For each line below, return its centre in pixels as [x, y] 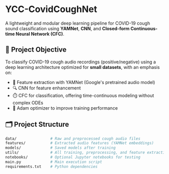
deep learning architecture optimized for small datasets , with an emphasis [82, 67]
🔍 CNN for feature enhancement [47, 88]
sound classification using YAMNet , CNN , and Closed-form [67, 28]
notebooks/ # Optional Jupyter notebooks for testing [73, 157]
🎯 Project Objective [36, 50]
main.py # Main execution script [54, 162]
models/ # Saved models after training [60, 148]
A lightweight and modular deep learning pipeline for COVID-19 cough [78, 23]
